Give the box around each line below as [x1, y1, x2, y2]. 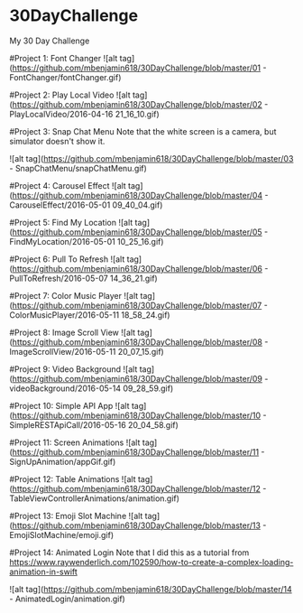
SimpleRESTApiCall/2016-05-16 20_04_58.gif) [9, 419, 179, 430]
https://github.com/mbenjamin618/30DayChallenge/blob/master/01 [12, 62, 262, 73]
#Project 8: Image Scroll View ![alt [9, 327, 136, 338]
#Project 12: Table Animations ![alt [9, 473, 137, 484]
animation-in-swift [9, 566, 78, 577]
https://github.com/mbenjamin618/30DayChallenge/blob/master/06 [12, 263, 263, 274]
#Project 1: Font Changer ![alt [9, 52, 118, 63]
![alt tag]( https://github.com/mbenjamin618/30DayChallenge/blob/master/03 [9, 153, 294, 163]
